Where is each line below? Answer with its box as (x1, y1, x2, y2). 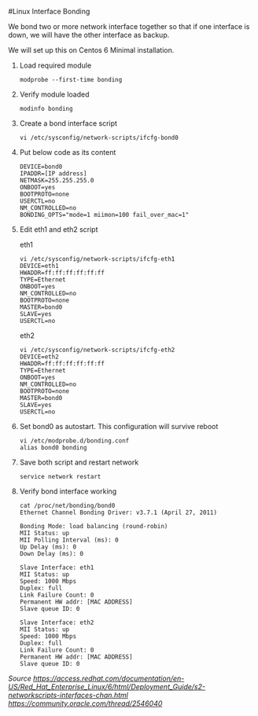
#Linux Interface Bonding (8, 7, 90, 16)
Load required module (19, 61, 92, 70)
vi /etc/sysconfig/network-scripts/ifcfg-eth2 (19, 346, 175, 354)
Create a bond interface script (19, 119, 118, 128)
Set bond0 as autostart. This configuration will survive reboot (19, 422, 219, 431)
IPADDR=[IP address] (19, 170, 87, 178)
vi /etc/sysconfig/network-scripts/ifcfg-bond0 (19, 134, 179, 141)
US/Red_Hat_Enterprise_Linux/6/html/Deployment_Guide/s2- (8, 682, 206, 691)
